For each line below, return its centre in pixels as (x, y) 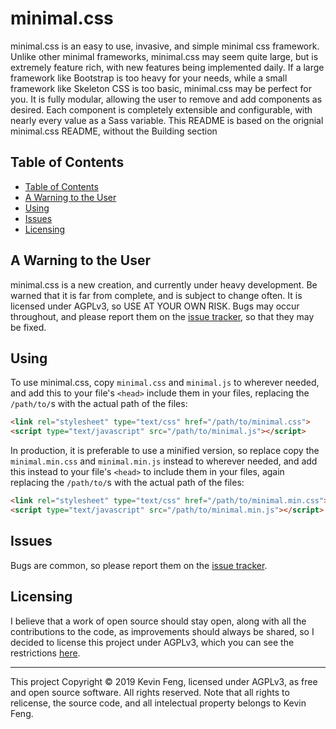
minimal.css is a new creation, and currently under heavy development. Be (164, 284)
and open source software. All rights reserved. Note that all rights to (150, 692)
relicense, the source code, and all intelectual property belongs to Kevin (158, 703)
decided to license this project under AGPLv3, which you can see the (152, 642)
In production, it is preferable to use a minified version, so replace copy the (165, 451)
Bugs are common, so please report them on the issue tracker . (139, 565)
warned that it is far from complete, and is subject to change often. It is (156, 295)
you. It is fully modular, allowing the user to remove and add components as (166, 99)
